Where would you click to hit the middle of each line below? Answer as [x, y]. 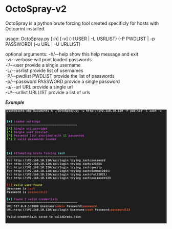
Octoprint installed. [25, 28]
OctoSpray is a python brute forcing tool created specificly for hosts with [82, 23]
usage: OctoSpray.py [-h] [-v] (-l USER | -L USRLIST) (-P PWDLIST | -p [80, 39]
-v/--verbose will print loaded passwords [49, 59]
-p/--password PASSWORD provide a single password [63, 81]
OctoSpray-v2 [36, 9]
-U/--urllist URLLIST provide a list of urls [48, 92]
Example [15, 102]
